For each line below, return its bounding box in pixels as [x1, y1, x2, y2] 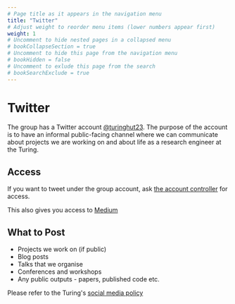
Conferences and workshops [17, 267, 102, 276]
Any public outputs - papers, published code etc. [17, 275, 160, 284]
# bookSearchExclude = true [7, 69, 90, 76]
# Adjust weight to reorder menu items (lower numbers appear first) [7, 23, 216, 30]
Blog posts [17, 253, 49, 261]
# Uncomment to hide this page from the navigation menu [7, 50, 178, 57]
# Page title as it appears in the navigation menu [7, 10, 162, 18]
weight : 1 [7, 30, 37, 37]
